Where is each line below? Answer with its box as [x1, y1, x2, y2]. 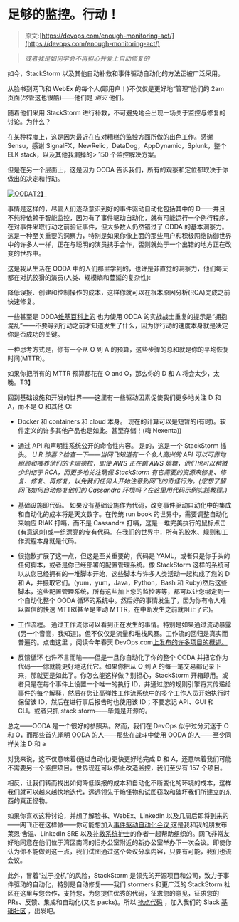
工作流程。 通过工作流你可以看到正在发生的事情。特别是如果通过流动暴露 [17, 620, 232, 629]
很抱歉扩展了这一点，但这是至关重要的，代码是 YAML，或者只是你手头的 [17, 551, 230, 560]
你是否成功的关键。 [7, 330, 64, 338]
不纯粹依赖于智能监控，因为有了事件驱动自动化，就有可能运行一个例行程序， [7, 213, 232, 221]
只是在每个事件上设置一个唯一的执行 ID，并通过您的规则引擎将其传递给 [23, 679, 232, 688]
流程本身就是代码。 [23, 536, 80, 545]
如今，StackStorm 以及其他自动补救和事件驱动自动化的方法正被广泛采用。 [7, 69, 224, 78]
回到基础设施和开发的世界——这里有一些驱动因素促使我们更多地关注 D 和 [7, 393, 221, 402]
